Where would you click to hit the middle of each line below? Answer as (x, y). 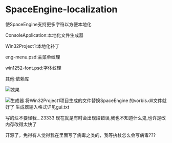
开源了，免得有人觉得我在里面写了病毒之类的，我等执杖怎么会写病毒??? (81, 135)
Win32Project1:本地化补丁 (33, 46)
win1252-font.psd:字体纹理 (33, 68)
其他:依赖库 (17, 78)
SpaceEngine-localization (61, 9)
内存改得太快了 (21, 124)
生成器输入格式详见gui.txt (42, 107)
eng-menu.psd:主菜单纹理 (33, 57)
